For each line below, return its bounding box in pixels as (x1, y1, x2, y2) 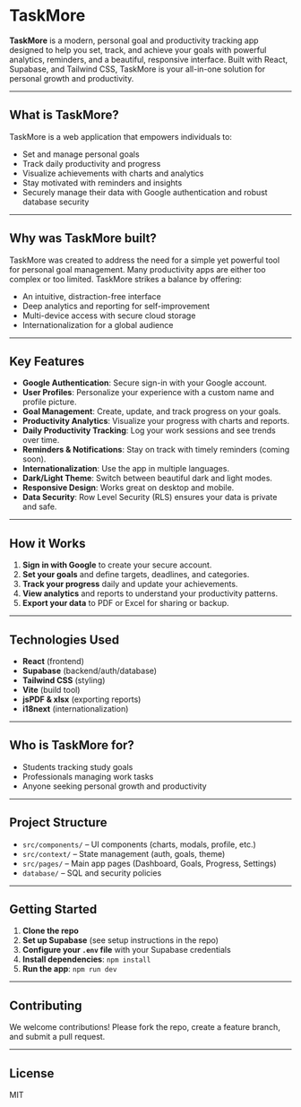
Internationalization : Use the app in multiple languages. (21, 463, 230, 474)
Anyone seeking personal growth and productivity (21, 781, 208, 791)
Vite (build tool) (21, 685, 81, 695)
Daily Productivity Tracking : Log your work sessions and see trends (21, 425, 276, 436)
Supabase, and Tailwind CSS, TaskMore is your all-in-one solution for (9, 64, 266, 74)
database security (21, 196, 90, 207)
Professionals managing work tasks (21, 771, 154, 782)
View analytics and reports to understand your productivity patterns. (21, 588, 279, 599)
